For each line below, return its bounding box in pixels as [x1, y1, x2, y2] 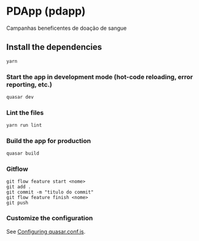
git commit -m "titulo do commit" [6, 189, 94, 195]
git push [6, 200, 29, 206]
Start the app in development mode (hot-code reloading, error [6, 72, 194, 81]
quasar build [6, 150, 40, 156]
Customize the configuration [6, 214, 93, 223]
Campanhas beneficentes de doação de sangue [6, 24, 127, 32]
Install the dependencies [6, 42, 102, 52]
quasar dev [6, 94, 34, 100]
